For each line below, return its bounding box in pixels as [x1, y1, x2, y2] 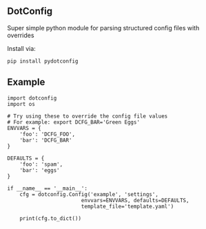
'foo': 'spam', [19, 161, 63, 168]
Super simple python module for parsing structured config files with [7, 23, 200, 32]
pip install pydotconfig [7, 58, 79, 65]
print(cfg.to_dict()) [19, 215, 81, 222]
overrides [7, 31, 34, 39]
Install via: [7, 44, 36, 52]
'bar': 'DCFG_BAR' [19, 137, 72, 144]
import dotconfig [7, 94, 57, 102]
